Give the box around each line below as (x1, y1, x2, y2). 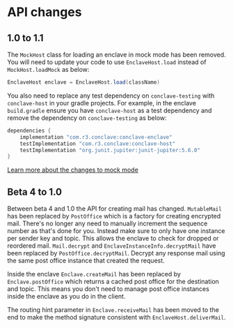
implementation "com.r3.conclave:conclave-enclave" (19, 133, 172, 140)
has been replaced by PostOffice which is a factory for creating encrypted (7, 212, 221, 221)
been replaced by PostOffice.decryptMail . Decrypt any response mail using (7, 249, 225, 258)
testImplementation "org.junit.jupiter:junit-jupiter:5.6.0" (19, 147, 200, 154)
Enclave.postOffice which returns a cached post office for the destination (7, 277, 219, 286)
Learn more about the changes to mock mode (7, 165, 139, 174)
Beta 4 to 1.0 (7, 186, 63, 197)
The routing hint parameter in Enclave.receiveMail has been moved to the (7, 306, 219, 314)
